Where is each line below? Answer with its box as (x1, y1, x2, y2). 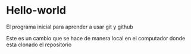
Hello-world (6, 4, 67, 17)
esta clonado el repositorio (6, 41, 72, 48)
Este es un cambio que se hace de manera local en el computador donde (6, 34, 186, 42)
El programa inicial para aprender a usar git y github (6, 23, 134, 30)
